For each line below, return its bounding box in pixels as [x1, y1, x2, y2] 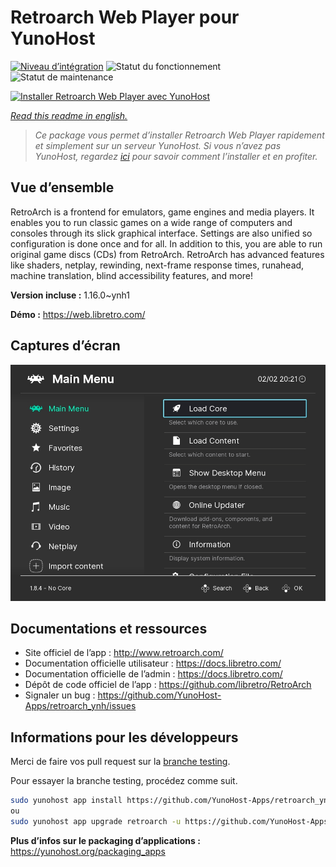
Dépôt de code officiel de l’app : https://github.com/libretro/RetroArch [24, 679, 312, 691]
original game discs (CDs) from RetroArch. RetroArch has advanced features [10, 248, 325, 260]
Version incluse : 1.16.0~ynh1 [10, 289, 131, 301]
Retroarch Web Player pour [10, 6, 240, 29]
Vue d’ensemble [10, 179, 115, 196]
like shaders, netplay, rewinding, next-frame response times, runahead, [10, 259, 305, 271]
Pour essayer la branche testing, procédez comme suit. [10, 775, 238, 787]
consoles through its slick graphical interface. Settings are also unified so [10, 227, 313, 239]
